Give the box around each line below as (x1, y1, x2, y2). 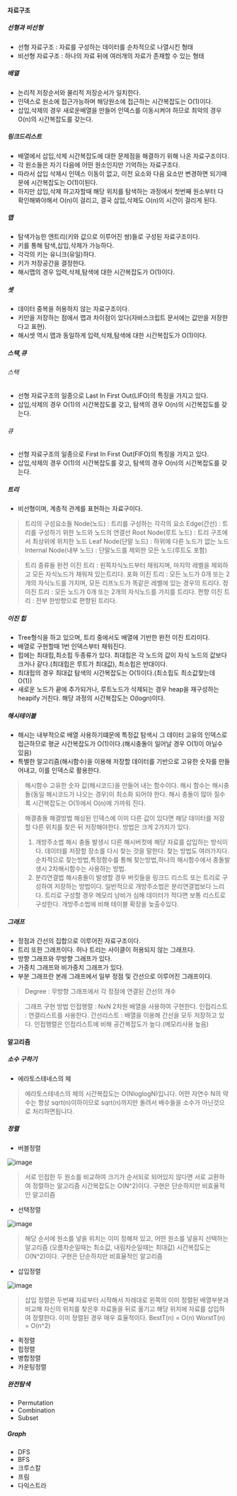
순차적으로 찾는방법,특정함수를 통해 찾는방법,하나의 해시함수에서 (35, 855, 212, 864)
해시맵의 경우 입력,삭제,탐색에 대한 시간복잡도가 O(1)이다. (17, 268, 175, 276)
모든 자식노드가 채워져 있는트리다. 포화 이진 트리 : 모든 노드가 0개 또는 (32, 570, 225, 578)
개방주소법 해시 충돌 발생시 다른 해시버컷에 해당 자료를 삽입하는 (35, 838, 209, 846)
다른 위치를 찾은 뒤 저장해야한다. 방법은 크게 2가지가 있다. (32, 823, 191, 831)
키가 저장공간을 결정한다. (17, 259, 86, 268)
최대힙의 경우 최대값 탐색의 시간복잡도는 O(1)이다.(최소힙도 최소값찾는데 (17, 669, 216, 677)
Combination (17, 1406, 55, 1415)
